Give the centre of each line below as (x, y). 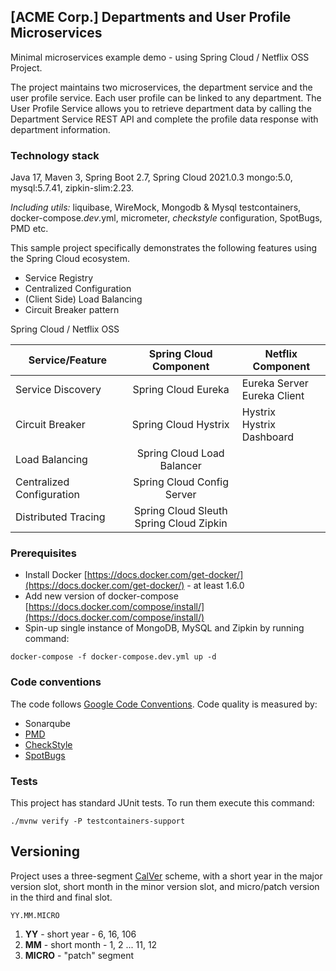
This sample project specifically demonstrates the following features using (164, 248)
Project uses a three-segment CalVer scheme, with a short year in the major (166, 876)
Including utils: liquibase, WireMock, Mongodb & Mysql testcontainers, (156, 207)
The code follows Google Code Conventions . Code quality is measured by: (164, 704)
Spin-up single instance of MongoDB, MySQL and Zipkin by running (164, 628)
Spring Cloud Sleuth (180, 511)
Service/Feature (67, 360)
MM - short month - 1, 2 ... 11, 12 (91, 944)
